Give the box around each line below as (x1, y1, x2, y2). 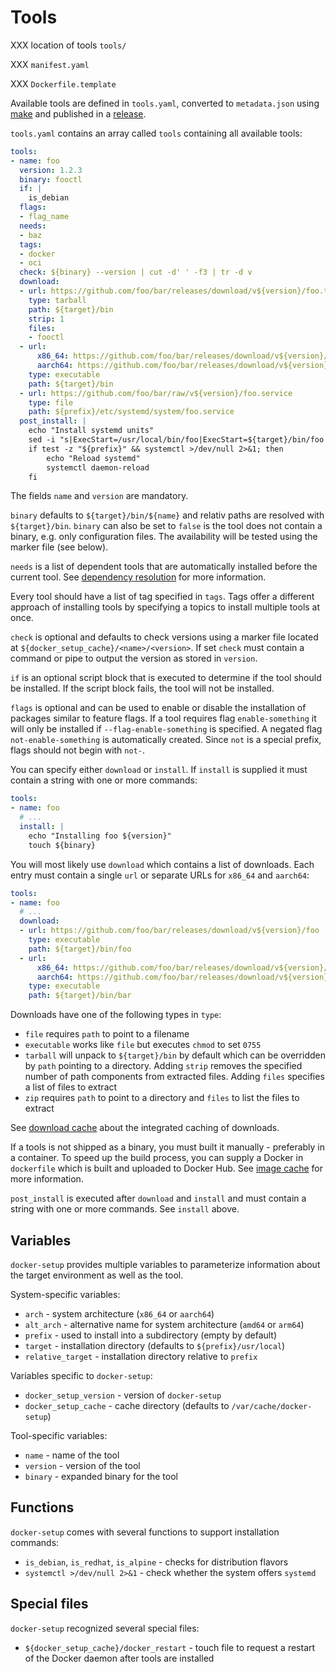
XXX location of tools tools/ (10, 39, 127, 51)
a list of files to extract (24, 1081, 118, 1093)
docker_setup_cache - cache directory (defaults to (24, 1400, 230, 1411)
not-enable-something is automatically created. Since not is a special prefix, (10, 734, 322, 746)
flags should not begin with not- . (10, 744, 146, 756)
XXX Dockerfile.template (10, 77, 117, 90)
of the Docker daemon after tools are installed (24, 1652, 215, 1664)
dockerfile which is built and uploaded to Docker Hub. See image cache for (10, 1162, 323, 1175)
